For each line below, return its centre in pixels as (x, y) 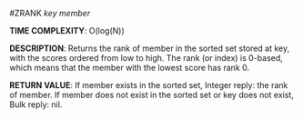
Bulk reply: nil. (36, 104)
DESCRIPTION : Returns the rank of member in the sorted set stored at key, (149, 48)
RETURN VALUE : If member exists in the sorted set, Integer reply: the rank (149, 85)
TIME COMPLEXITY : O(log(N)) (67, 30)
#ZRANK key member (50, 13)
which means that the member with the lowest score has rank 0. (130, 68)
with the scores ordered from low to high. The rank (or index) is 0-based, (146, 58)
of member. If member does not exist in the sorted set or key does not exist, (151, 95)
